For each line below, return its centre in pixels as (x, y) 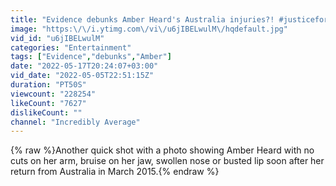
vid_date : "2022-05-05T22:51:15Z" (82, 76)
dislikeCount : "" (46, 112)
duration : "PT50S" (48, 85)
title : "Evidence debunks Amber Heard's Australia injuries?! (142, 19)
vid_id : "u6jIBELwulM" (57, 38)
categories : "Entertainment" (71, 47)
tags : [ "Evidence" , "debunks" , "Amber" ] (91, 57)
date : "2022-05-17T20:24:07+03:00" (84, 66)
